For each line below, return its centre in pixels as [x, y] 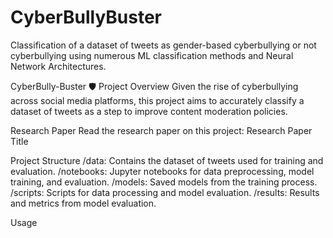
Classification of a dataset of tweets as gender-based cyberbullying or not [163, 45]
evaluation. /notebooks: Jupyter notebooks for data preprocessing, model [162, 171]
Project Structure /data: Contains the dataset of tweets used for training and [167, 160]
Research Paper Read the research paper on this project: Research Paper [161, 130]
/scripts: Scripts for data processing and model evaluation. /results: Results [165, 192]
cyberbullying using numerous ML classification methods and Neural [152, 55]
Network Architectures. [58, 66]
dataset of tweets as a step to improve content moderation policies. [149, 111]
